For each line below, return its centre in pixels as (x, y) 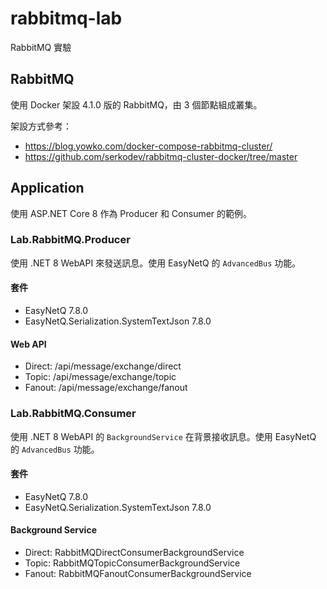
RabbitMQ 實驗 (41, 47)
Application (47, 188)
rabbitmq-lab (66, 18)
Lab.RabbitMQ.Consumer (73, 414)
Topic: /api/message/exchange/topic (100, 377)
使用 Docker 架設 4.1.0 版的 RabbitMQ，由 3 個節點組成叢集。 (136, 104)
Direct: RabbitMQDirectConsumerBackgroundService (134, 552)
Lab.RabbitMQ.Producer (70, 240)
